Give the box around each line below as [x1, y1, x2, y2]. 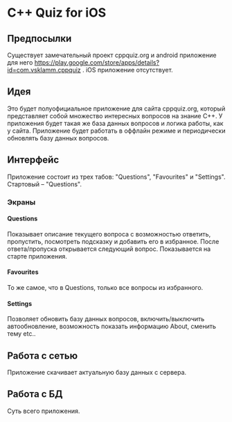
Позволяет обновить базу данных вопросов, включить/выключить [7, 315, 205, 323]
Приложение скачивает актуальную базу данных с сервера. [7, 368, 187, 376]
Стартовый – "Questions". [7, 179, 82, 188]
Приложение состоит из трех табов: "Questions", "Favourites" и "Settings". [7, 172, 226, 181]
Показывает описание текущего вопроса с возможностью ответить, [7, 229, 211, 238]
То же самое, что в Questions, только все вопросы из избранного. [7, 283, 204, 291]
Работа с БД [7, 388, 63, 400]
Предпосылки [7, 33, 72, 44]
